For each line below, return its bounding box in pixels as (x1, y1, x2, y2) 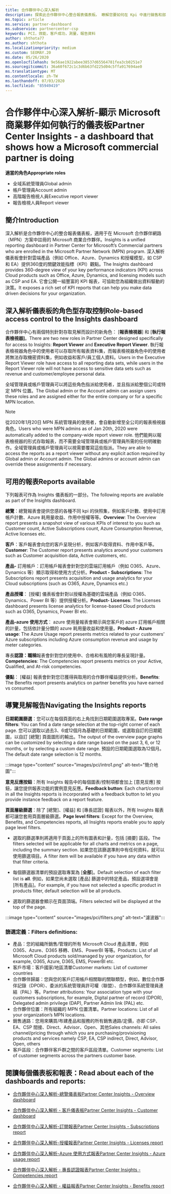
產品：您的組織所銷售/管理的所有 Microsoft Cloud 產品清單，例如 (12, 941, 149, 947)
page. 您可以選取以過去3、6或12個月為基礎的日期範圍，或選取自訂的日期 (5, 727, 158, 733)
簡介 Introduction (5, 216, 59, 224)
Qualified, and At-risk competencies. (5, 664, 82, 669)
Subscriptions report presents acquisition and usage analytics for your (5, 575, 153, 581)
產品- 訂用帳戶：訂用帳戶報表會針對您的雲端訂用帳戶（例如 (5, 563, 129, 569)
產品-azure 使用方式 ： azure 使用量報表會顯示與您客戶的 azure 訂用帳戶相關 (5, 619, 165, 625)
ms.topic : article (5, 17, 44, 22)
